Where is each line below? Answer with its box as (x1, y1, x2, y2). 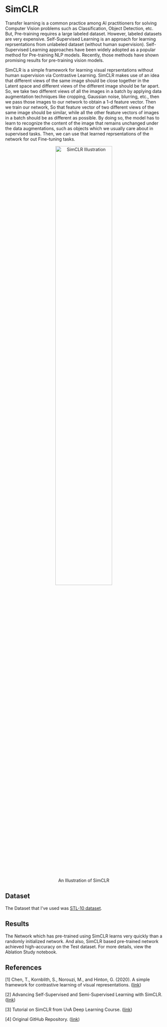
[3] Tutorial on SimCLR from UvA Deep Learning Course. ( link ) (5, 1006, 133, 1012)
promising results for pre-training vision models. (5, 57, 104, 63)
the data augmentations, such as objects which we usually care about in (5, 125, 154, 131)
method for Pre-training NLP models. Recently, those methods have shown (5, 52, 159, 58)
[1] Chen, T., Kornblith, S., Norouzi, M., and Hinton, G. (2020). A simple (5, 976, 150, 982)
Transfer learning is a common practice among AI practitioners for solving (5, 20, 157, 26)
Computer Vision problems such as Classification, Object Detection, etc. (5, 25, 154, 31)
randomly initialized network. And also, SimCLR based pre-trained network (5, 938, 159, 944)
